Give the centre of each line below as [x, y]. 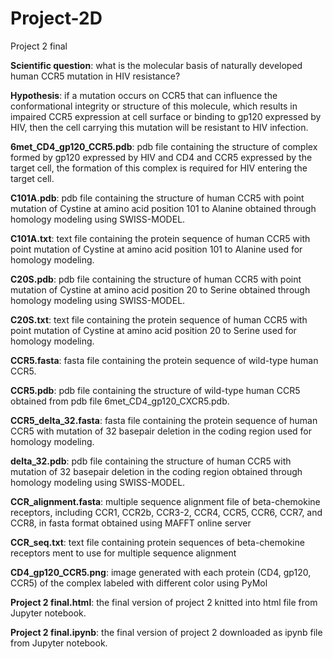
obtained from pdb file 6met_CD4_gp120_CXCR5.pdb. [120, 401]
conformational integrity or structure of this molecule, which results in [154, 106]
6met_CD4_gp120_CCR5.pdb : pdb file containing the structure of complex [164, 146]
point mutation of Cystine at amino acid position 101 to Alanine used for [156, 249]
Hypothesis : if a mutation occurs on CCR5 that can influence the [144, 95]
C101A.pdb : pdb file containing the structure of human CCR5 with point [157, 198]
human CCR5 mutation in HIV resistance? [95, 76]
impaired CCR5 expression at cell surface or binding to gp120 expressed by [166, 116]
